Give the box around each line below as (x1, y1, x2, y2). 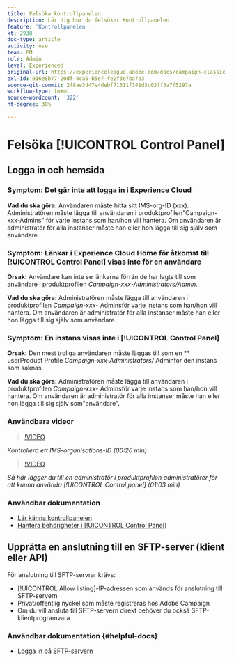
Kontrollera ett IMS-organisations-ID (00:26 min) (7, 446, 148, 455)
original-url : (7, 68, 49, 75)
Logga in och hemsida (7, 164, 105, 176)
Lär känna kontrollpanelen (17, 513, 93, 522)
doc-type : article (7, 36, 61, 43)
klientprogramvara (17, 613, 70, 622)
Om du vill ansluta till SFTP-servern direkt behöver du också (17, 606, 190, 615)
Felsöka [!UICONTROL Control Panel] (7, 137, 225, 153)
